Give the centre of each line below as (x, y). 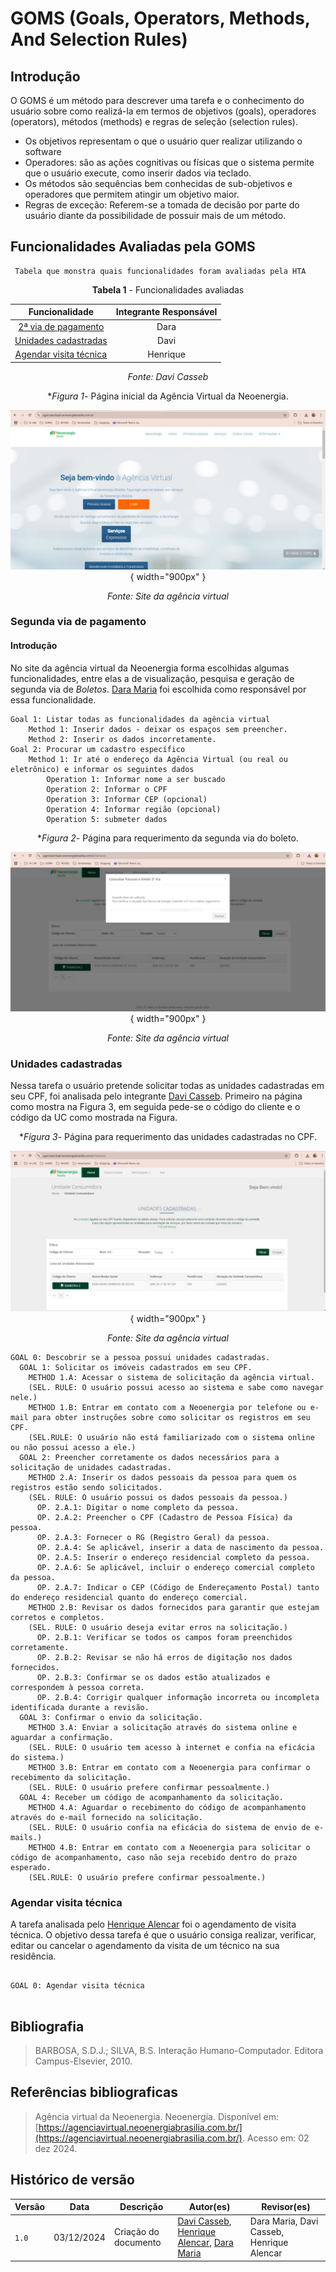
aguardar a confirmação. (62, 1737)
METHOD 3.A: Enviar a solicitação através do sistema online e (163, 1727)
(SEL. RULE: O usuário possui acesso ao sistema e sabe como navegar (176, 1387)
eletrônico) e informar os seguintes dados (102, 769)
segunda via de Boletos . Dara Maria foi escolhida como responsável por (158, 689)
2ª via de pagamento (61, 326)
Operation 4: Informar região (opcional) (134, 809)
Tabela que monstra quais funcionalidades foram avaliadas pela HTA (160, 271)
